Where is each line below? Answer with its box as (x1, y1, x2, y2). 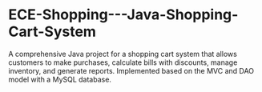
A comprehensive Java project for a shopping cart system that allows (8, 49, 238, 58)
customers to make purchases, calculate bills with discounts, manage (8, 58, 238, 67)
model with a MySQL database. (8, 74, 112, 84)
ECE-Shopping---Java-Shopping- (8, 6, 239, 24)
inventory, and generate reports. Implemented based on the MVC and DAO (8, 66, 255, 75)
